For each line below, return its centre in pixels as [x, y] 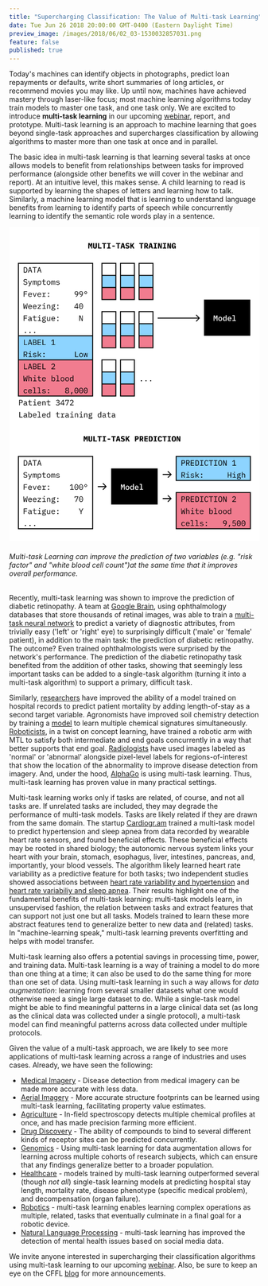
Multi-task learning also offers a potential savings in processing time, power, [134, 957]
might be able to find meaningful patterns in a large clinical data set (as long [134, 1008]
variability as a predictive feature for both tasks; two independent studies [129, 874]
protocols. [26, 1033]
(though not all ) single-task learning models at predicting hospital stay [136, 1182]
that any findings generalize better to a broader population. [117, 1165]
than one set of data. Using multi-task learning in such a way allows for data [134, 982]
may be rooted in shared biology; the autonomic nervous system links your [131, 849]
